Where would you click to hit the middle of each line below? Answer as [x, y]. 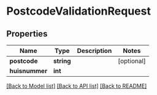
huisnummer [29, 71]
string [62, 61]
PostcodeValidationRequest [79, 11]
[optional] [132, 61]
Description [94, 51]
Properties [27, 34]
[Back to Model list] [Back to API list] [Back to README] [77, 86]
